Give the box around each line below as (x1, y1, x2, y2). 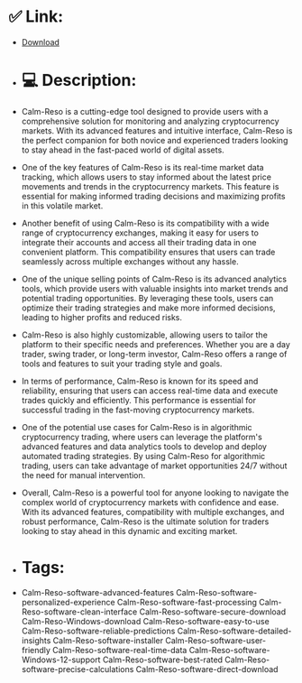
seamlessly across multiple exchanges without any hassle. (21, 255, 240, 267)
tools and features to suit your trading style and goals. (21, 358, 223, 369)
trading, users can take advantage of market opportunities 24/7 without (21, 460, 288, 471)
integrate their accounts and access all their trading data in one (21, 236, 257, 247)
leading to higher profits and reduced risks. (21, 311, 182, 322)
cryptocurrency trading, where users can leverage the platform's (21, 431, 262, 442)
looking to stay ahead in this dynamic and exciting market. (21, 525, 238, 536)
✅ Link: (8, 6, 64, 27)
